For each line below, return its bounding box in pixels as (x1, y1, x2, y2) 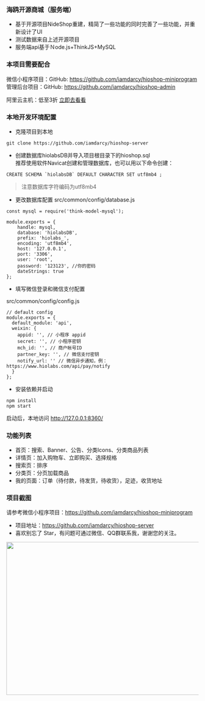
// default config (6, 309, 53, 315)
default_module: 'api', (12, 320, 72, 326)
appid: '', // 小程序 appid (17, 332, 86, 338)
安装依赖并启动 (15, 385, 53, 392)
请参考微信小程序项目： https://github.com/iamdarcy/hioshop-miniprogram (6, 509, 193, 516)
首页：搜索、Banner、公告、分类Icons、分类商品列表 (15, 446, 149, 454)
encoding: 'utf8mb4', (17, 240, 72, 246)
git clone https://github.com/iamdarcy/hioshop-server (6, 140, 149, 146)
